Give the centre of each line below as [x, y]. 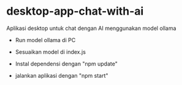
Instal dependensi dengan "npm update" [66, 64]
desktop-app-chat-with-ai [75, 11]
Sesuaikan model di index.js [50, 52]
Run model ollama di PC [45, 40]
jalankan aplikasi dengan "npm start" [62, 75]
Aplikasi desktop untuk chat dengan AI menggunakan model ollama [91, 28]
